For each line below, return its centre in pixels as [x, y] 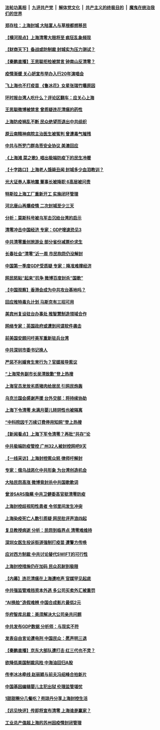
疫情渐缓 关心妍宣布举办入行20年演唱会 [44, 73]
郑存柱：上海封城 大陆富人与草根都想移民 [46, 25]
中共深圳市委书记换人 [26, 350]
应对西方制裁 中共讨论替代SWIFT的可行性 [47, 554]
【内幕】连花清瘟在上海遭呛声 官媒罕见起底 [48, 578]
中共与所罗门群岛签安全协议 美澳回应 [42, 146]
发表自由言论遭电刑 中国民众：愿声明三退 [46, 638]
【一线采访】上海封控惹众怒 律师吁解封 [44, 458]
